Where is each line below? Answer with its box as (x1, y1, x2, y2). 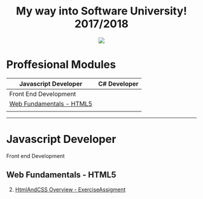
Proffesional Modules (6, 58, 116, 72)
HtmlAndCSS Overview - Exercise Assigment (14, 186, 126, 193)
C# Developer (98, 80, 139, 88)
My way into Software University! (16, 4, 187, 18)
